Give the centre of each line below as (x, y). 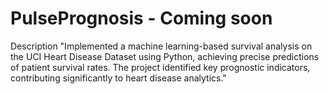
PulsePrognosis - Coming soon (141, 18)
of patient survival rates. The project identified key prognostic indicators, (160, 67)
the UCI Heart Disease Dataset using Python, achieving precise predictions (165, 56)
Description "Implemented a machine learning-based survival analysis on (161, 46)
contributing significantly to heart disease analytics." (118, 78)
